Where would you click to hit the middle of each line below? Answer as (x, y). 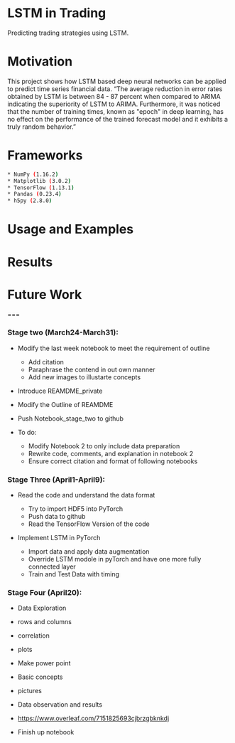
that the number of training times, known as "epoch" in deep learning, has (115, 111)
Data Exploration (42, 608)
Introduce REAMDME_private (60, 391)
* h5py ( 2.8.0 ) (30, 201)
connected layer (52, 567)
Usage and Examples (71, 230)
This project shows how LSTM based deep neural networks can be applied (117, 81)
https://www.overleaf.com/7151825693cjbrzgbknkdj (93, 718)
